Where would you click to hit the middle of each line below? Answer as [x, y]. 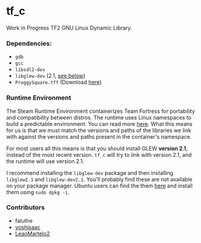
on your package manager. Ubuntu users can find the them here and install [100, 186]
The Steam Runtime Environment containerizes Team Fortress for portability [101, 111]
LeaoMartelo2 [32, 233]
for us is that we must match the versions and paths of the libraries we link [99, 130]
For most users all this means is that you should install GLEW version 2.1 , [97, 148]
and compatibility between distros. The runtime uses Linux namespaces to [99, 117]
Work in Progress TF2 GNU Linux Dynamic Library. [69, 28]
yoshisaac [27, 227]
